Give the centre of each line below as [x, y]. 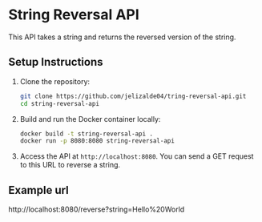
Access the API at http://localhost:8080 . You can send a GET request [137, 156]
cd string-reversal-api [60, 103]
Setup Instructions [56, 62]
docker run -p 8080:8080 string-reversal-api [97, 141]
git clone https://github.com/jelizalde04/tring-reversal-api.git [133, 96]
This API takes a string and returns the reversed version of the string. [122, 37]
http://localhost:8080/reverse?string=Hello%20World [97, 209]
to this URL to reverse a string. [70, 165]
